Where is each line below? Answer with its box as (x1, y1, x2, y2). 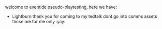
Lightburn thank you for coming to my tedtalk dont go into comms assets (12, 14, 157, 19)
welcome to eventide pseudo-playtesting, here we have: (5, 4, 117, 10)
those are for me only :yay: (12, 19, 66, 24)
